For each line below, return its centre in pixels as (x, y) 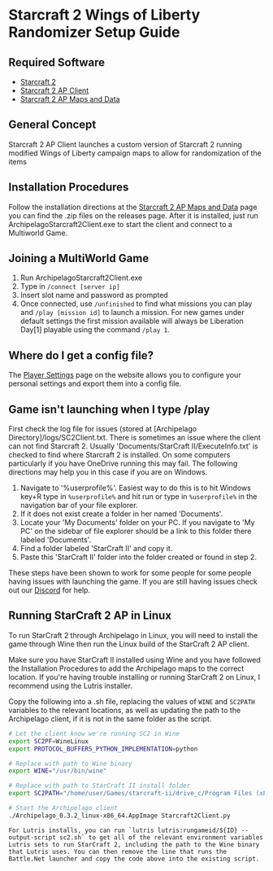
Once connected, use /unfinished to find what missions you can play (136, 304)
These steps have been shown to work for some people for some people (130, 573)
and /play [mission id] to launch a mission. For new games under (132, 313)
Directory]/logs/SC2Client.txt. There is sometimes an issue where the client (135, 438)
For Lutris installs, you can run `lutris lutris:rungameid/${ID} (123, 830)
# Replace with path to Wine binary (70, 764)
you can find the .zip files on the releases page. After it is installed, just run (133, 215)
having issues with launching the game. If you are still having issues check (133, 582)
